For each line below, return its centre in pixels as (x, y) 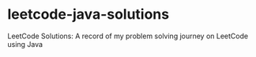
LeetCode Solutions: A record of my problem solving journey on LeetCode (128, 36)
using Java (25, 44)
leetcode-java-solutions (88, 14)
